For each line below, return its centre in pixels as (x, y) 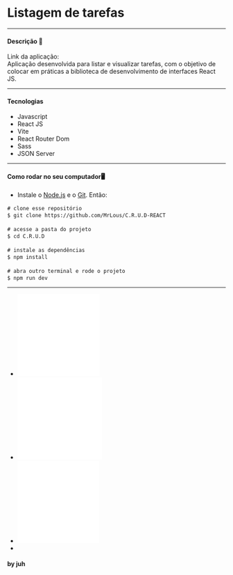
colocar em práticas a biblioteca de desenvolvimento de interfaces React (112, 72)
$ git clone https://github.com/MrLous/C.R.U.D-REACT (87, 215)
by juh (16, 564)
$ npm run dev (28, 278)
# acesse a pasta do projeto (49, 229)
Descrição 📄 (25, 41)
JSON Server (36, 154)
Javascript (32, 117)
